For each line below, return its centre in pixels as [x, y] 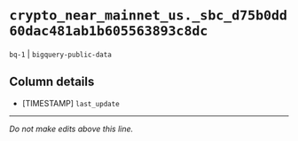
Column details [52, 82]
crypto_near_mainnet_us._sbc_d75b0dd [149, 16]
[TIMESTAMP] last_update [71, 103]
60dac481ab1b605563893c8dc [109, 31]
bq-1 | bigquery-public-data [61, 54]
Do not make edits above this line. [71, 129]
